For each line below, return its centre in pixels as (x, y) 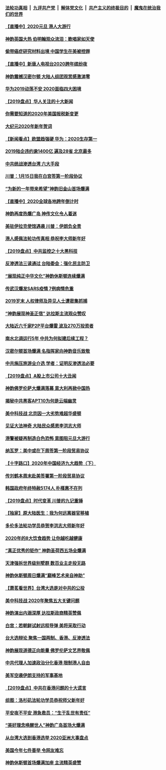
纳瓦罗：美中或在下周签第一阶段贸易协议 (47, 451)
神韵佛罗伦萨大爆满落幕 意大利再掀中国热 (48, 388)
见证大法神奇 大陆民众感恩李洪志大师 (43, 426)
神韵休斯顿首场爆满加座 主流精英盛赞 (43, 763)
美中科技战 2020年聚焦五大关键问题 (42, 601)
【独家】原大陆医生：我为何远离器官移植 (47, 513)
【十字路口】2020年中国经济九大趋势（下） (51, 463)
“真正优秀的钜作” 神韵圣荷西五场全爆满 (46, 551)
